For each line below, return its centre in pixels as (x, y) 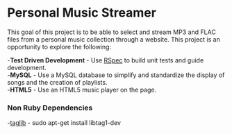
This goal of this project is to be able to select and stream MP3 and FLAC (112, 32)
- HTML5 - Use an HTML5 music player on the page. (82, 90)
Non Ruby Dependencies (50, 108)
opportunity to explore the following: (59, 47)
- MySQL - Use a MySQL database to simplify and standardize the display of (116, 75)
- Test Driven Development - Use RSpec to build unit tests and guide (106, 60)
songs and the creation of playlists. (57, 82)
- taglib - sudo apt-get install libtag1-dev (64, 123)
